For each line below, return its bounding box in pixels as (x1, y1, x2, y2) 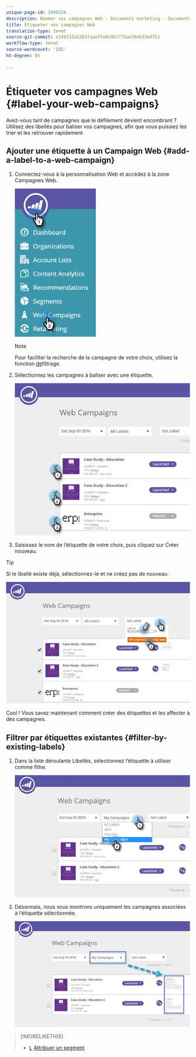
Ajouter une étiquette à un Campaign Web (6, 146, 162, 156)
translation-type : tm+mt (6, 28, 66, 34)
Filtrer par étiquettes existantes (6, 733, 124, 743)
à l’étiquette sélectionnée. (14, 909, 77, 916)
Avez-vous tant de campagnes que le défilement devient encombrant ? (6, 117, 177, 124)
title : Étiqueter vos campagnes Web (6, 22, 95, 28)
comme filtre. (14, 763, 47, 770)
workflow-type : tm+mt (6, 40, 59, 46)
